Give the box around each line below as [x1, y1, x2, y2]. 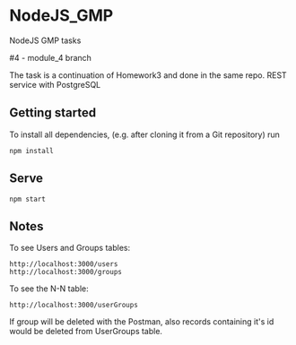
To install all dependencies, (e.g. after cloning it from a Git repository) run [9, 129, 280, 140]
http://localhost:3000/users [9, 260, 118, 269]
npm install [9, 146, 54, 155]
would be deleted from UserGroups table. [9, 326, 163, 337]
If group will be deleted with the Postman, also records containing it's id [9, 316, 274, 327]
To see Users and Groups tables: [9, 243, 131, 254]
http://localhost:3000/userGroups [9, 301, 139, 310]
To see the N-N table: [9, 283, 90, 294]
